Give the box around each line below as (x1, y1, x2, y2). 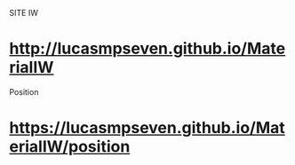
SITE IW (9, 8, 38, 18)
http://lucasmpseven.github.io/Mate (9, 39, 286, 59)
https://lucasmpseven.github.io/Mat (9, 118, 286, 138)
